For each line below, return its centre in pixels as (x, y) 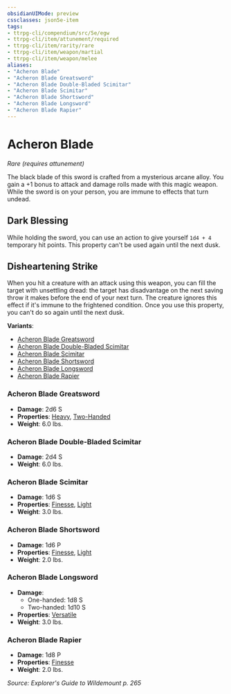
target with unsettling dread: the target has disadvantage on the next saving (115, 291)
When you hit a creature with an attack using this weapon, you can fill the (112, 283)
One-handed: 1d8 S (55, 600)
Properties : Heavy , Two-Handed (64, 417)
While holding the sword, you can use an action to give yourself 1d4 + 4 (110, 237)
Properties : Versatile (47, 614)
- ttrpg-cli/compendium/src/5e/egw (58, 33)
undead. (19, 199)
